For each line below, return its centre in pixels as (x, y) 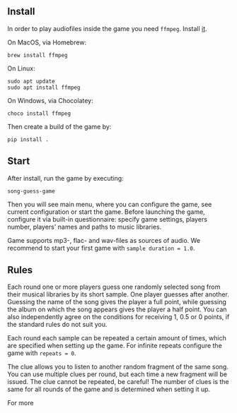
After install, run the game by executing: (65, 178)
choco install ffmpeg (39, 113)
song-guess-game (31, 191)
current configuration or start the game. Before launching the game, (106, 212)
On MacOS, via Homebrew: (47, 42)
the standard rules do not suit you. (57, 325)
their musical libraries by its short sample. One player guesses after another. (118, 294)
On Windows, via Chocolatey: (50, 100)
